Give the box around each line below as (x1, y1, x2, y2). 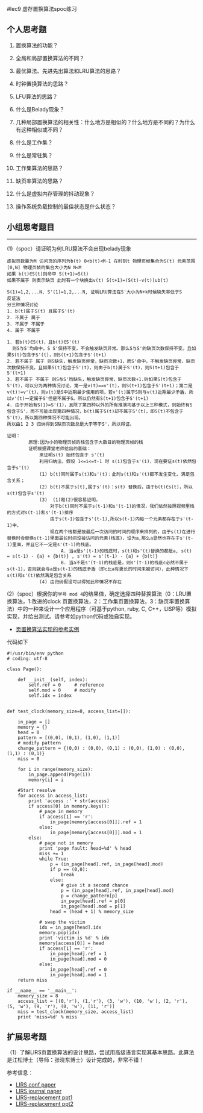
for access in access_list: (17, 793, 88, 799)
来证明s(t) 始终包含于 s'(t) (39, 452, 105, 458)
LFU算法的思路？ (15, 93, 58, 100)
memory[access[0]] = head (39, 940, 104, 946)
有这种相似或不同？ (15, 126, 64, 133)
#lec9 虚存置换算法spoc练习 (7, 5, 77, 12)
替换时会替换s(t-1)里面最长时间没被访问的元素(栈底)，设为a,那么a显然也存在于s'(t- (7, 535, 194, 541)
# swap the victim (39, 919, 86, 925)
